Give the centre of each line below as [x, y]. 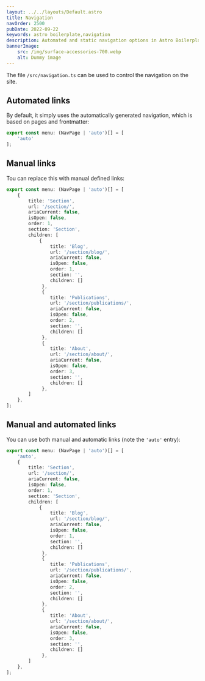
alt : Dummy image [39, 58]
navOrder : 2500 [26, 23]
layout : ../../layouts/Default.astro [54, 12]
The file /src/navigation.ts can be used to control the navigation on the [98, 75]
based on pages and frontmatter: [48, 122]
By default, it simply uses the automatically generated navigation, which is [99, 115]
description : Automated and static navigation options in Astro [90, 40]
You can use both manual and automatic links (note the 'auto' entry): [94, 439]
